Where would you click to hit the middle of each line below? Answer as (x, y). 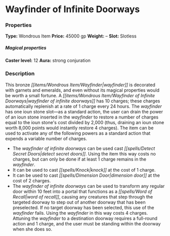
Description (20, 73)
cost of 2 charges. (32, 180)
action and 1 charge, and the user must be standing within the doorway (87, 223)
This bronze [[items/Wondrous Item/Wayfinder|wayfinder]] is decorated (80, 85)
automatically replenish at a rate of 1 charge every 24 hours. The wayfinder (83, 106)
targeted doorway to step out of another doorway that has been (79, 202)
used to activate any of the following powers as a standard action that (78, 133)
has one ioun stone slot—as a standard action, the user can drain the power (84, 111)
